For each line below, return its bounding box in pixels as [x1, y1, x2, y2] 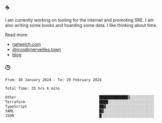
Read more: [5, 32, 28, 38]
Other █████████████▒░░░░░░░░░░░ [5, 95, 154, 100]
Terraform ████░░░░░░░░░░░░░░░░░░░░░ [5, 99, 154, 104]
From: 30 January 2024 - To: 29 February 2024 [5, 77, 102, 82]
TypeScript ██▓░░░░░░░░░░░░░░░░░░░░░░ [5, 104, 154, 109]
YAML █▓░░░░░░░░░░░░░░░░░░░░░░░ [5, 108, 154, 114]
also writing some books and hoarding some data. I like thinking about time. [5, 23, 158, 28]
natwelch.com [12, 41, 41, 48]
